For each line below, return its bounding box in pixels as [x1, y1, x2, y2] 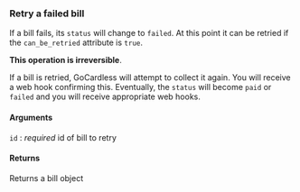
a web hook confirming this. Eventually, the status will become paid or [9, 82, 272, 93]
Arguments [9, 112, 53, 123]
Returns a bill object [9, 172, 84, 183]
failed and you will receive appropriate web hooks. [9, 91, 202, 102]
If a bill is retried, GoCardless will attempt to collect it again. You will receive [9, 72, 291, 83]
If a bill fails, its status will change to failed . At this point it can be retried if [9, 28, 289, 39]
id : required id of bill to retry [9, 132, 117, 142]
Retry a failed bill [9, 7, 85, 20]
